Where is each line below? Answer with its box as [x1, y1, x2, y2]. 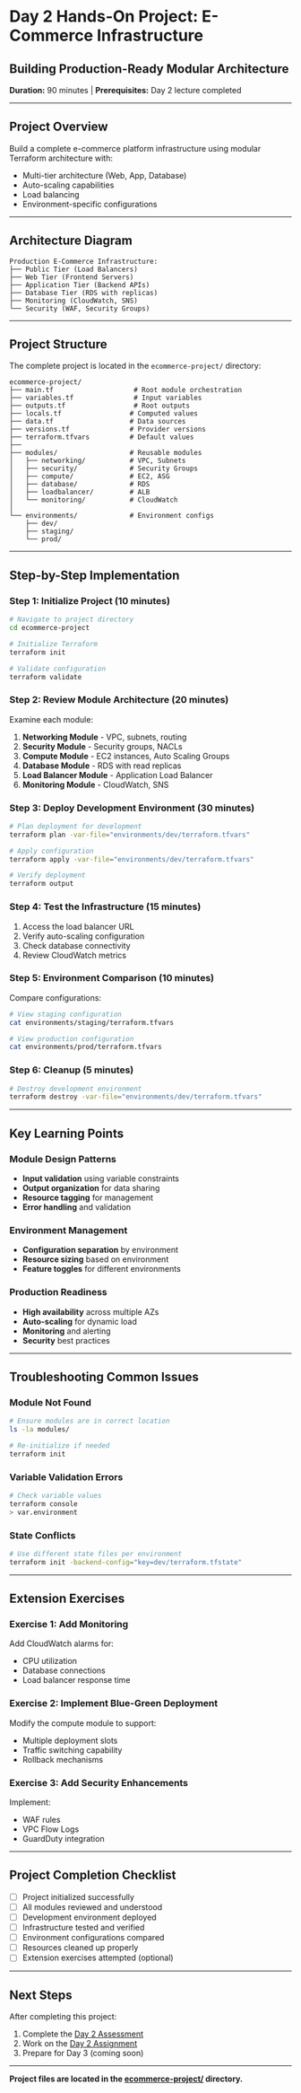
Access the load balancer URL [21, 921, 134, 932]
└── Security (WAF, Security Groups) [9, 303, 150, 313]
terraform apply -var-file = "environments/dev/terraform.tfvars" [9, 854, 254, 863]
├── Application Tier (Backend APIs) [9, 280, 150, 289]
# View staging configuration [9, 1010, 123, 1019]
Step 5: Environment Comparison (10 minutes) [9, 972, 215, 985]
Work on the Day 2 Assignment [21, 2038, 137, 2049]
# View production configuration [9, 1034, 134, 1043]
